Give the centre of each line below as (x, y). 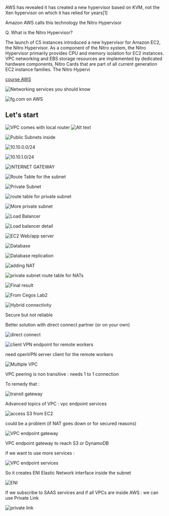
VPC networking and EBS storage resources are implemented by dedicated (84, 59)
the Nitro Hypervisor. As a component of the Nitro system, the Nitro (76, 48)
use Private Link (22, 498)
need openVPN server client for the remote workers (59, 354)
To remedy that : (22, 384)
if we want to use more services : (40, 453)
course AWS (18, 79)
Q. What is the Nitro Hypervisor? (39, 32)
